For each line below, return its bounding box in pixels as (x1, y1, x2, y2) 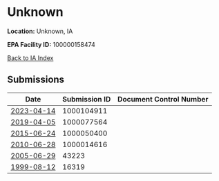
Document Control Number (117, 94, 209, 104)
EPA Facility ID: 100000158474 (7, 40, 95, 48)
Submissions (7, 74, 64, 86)
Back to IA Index (7, 53, 54, 62)
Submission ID (61, 94, 111, 104)
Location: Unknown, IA (7, 27, 73, 35)
